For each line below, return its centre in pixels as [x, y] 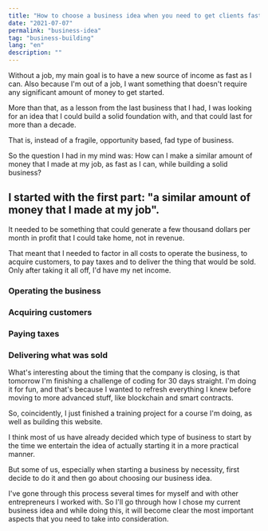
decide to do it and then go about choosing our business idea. [110, 478]
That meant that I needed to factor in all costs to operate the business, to [128, 253]
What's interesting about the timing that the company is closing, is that [124, 372]
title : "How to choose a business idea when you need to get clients [126, 16]
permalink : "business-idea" [55, 30]
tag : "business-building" [51, 38]
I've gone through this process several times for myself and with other [124, 493]
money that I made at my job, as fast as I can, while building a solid [118, 164]
